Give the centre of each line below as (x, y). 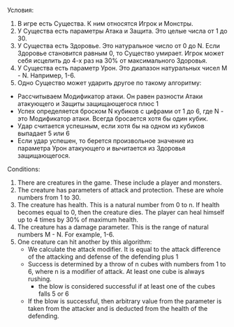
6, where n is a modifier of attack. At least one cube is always (116, 272)
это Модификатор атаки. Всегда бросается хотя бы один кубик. (112, 119)
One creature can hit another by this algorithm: (85, 242)
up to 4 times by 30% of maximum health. (78, 220)
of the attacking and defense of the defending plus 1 (103, 257)
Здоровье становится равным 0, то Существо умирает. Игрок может (120, 53)
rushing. (40, 279)
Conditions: (24, 169)
